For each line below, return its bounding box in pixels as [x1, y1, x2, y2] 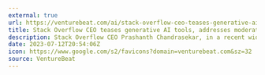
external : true [8, 11, 58, 20]
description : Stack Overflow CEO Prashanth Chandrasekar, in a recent [8, 33, 245, 41]
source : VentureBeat [8, 55, 77, 63]
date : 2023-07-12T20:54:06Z [8, 41, 101, 48]
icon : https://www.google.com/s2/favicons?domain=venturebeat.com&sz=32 [8, 48, 252, 55]
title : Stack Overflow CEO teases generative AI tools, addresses [8, 26, 231, 34]
